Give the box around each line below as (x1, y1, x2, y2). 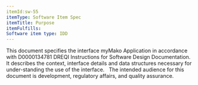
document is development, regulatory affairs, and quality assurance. (6, 73, 174, 80)
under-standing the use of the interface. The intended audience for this (6, 66, 184, 73)
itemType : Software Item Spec (6, 14, 82, 20)
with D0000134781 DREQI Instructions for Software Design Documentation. (6, 53, 191, 61)
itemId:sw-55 (6, 8, 39, 15)
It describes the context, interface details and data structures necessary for (6, 60, 192, 67)
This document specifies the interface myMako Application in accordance (6, 47, 188, 54)
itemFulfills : (6, 25, 42, 32)
